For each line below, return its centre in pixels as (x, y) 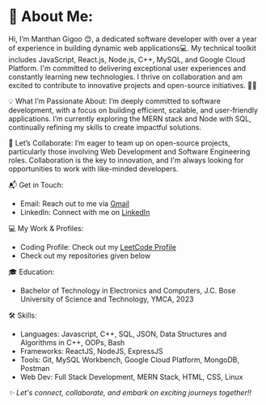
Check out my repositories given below (85, 255)
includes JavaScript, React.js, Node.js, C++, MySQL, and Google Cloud (127, 59)
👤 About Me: (51, 17)
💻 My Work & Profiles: (46, 228)
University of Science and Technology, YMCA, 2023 (107, 299)
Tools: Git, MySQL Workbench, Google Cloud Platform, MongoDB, (130, 360)
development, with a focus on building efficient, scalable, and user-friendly (133, 110)
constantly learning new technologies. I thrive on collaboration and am (125, 77)
